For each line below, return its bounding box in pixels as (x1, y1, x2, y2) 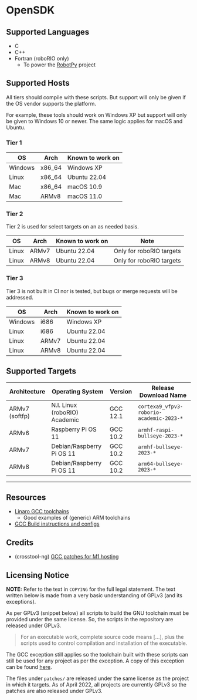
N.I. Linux (51, 401, 77, 409)
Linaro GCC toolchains (14, 508, 69, 515)
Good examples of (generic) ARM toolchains (23, 514, 131, 521)
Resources (6, 492, 46, 502)
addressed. (6, 294, 33, 301)
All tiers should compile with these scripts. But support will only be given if (6, 93, 186, 100)
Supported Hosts (6, 78, 70, 88)
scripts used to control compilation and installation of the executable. (20, 640, 188, 647)
